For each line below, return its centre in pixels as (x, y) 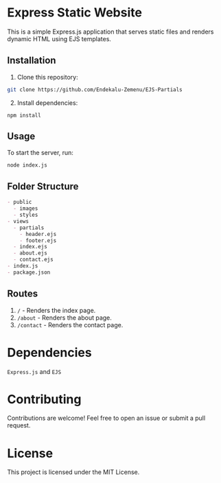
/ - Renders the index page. (56, 310)
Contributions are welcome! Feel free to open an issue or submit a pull (106, 418)
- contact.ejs (33, 260)
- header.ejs (38, 234)
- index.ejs (31, 247)
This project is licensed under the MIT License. (73, 472)
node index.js (27, 165)
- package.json (29, 272)
